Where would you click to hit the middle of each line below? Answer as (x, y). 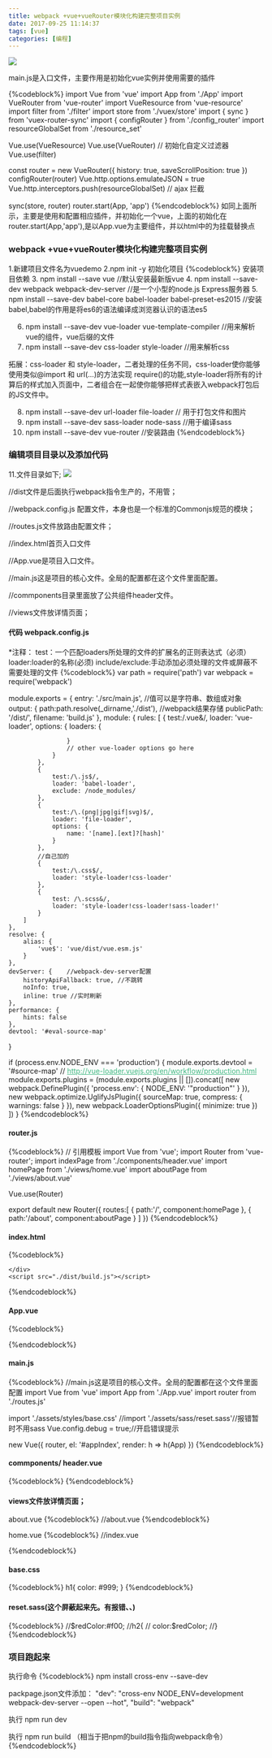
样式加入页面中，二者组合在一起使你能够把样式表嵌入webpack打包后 (145, 384)
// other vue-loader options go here (130, 748)
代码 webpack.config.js (49, 632)
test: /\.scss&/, (81, 899)
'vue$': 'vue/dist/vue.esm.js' (91, 949)
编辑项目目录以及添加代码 (58, 455)
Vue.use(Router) (36, 1194)
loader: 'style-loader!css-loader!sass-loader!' (136, 907)
